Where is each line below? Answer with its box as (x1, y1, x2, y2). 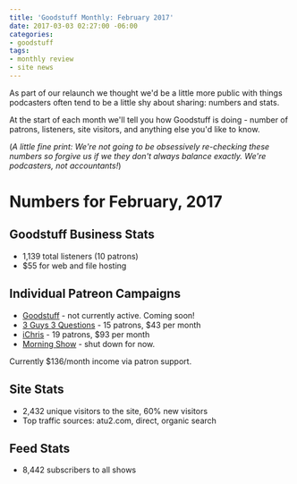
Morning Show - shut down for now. (21, 338, 156, 349)
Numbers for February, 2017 (9, 191, 223, 212)
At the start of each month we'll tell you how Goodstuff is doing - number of (9, 114, 289, 125)
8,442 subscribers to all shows (21, 464, 137, 475)
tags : (9, 47, 30, 55)
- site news (9, 64, 54, 72)
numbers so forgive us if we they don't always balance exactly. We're (9, 150, 267, 161)
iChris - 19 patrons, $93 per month (21, 328, 150, 340)
